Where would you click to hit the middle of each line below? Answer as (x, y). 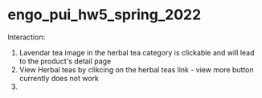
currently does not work (59, 78)
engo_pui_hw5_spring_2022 (104, 15)
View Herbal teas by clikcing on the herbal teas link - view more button (136, 69)
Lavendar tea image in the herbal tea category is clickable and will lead (137, 52)
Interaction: (27, 37)
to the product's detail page (65, 61)
